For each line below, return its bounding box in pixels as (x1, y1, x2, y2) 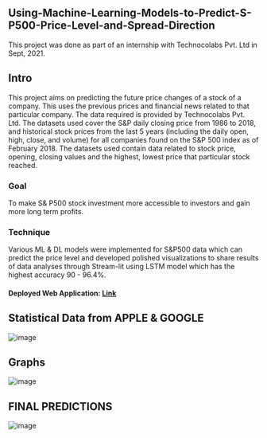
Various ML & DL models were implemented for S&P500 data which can (8, 244, 242, 254)
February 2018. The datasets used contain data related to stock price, (8, 143, 236, 153)
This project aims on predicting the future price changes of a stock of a (8, 92, 242, 102)
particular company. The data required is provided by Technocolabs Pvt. (8, 109, 246, 119)
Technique (8, 226, 51, 237)
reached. (8, 160, 38, 170)
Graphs (8, 356, 46, 370)
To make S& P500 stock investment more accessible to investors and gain (8, 198, 250, 208)
